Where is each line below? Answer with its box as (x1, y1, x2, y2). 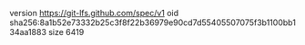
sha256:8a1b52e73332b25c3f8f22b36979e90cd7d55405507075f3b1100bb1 (9, 17, 296, 28)
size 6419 (48, 27, 85, 37)
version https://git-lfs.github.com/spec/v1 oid (9, 8, 179, 18)
